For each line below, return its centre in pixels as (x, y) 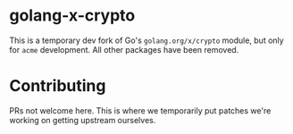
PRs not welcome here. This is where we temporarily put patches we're (140, 110)
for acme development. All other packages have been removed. (124, 49)
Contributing (58, 86)
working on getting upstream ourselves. (83, 120)
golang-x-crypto (72, 16)
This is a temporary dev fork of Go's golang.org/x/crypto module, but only (146, 40)
